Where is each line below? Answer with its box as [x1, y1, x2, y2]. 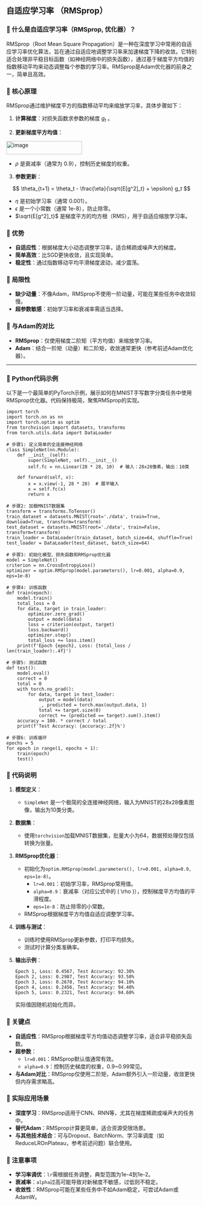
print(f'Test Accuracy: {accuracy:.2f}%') [17, 723, 126, 729]
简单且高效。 [16, 70, 49, 77]
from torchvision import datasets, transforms [6, 425, 126, 431]
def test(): [6, 665, 36, 671]
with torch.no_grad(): [17, 686, 74, 692]
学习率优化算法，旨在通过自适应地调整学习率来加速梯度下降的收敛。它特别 [11, 48, 197, 55]
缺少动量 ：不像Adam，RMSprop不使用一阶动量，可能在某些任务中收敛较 [14, 290, 196, 298]
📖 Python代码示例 [6, 374, 59, 382]
